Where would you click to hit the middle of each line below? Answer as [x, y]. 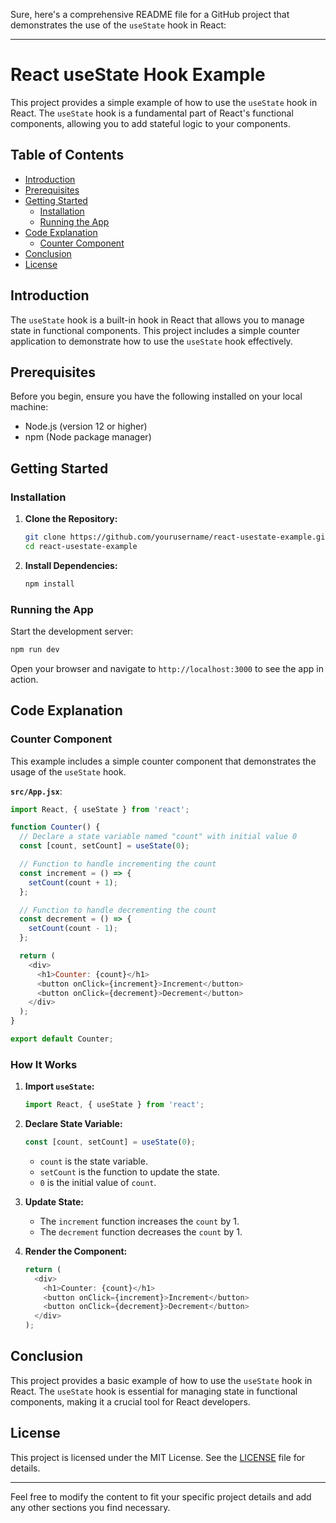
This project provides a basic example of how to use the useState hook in [161, 1380]
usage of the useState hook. [68, 771]
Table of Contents [67, 155]
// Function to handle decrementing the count [118, 910]
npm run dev [35, 649]
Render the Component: [76, 1251]
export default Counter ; [62, 1039]
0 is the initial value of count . [98, 1182]
